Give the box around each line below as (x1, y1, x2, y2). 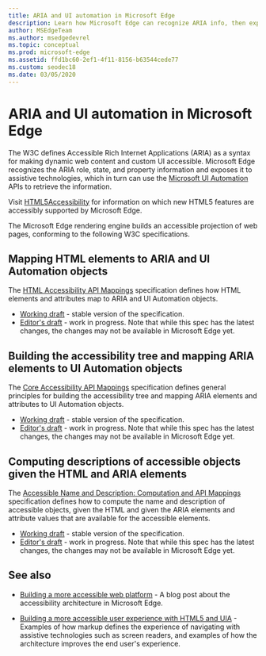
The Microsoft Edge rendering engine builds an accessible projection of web (8, 221, 258, 230)
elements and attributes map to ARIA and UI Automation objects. (8, 294, 218, 304)
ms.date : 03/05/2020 (8, 71, 77, 79)
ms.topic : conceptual (8, 41, 80, 49)
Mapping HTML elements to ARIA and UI (8, 251, 211, 266)
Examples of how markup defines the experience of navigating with (19, 622, 241, 631)
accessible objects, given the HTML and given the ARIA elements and (8, 505, 235, 514)
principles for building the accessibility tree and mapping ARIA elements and (8, 391, 257, 401)
